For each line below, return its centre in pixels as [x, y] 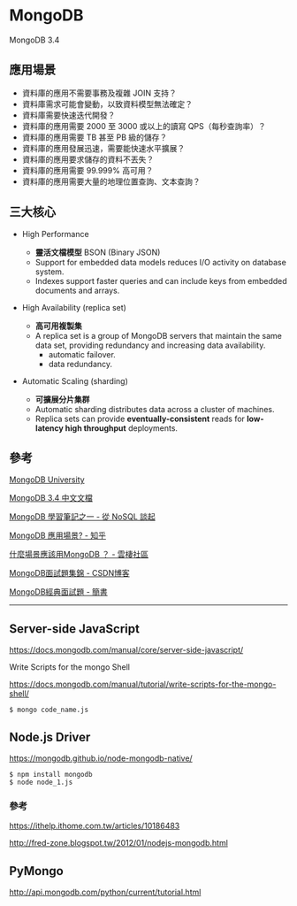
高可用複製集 [58, 326]
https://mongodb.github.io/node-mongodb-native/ [101, 758]
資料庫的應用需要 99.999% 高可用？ [88, 170]
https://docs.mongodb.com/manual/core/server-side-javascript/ [126, 650]
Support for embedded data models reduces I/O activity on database [161, 262]
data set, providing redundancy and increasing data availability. [150, 345]
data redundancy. [80, 364]
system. [49, 272]
